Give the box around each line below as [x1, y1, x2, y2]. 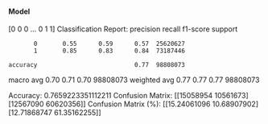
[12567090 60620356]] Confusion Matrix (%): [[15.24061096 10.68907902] [8, 99, 259, 109]
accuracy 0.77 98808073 [8, 61, 185, 69]
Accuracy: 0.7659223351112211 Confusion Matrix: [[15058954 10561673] [8, 91, 249, 101]
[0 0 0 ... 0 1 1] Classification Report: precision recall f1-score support [8, 24, 238, 34]
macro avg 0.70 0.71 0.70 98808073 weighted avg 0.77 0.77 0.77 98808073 [8, 75, 260, 85]
